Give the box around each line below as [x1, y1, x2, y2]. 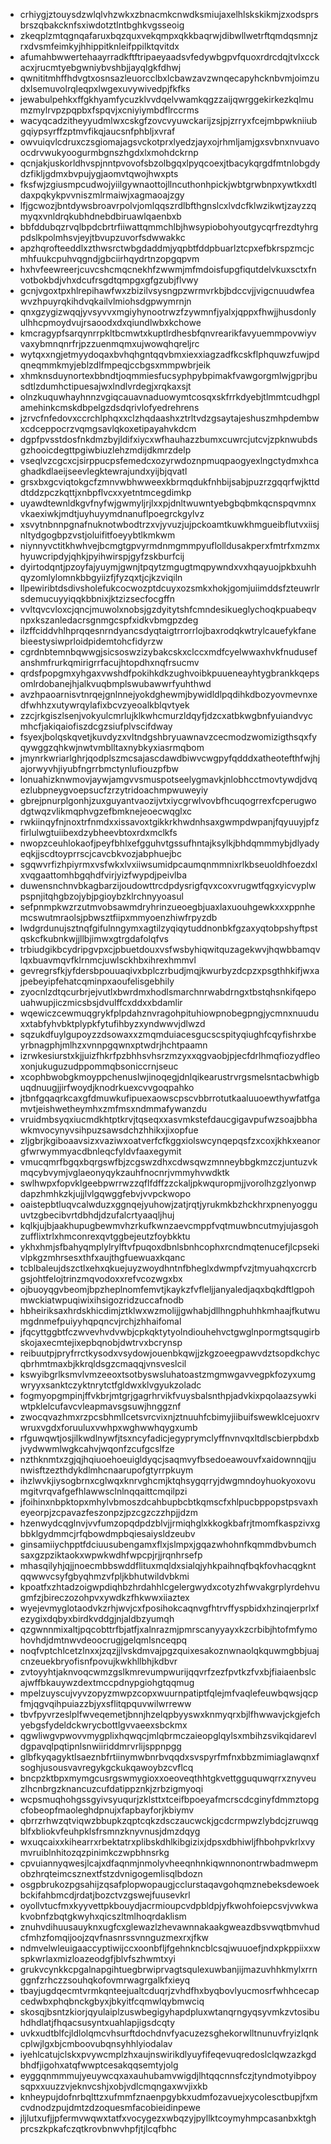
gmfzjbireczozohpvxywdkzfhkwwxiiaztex [19, 1592, 190, 1603]
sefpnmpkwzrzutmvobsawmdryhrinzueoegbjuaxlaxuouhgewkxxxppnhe [19, 901, 316, 913]
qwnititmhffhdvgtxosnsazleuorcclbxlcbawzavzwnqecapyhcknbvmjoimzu [19, 72, 320, 84]
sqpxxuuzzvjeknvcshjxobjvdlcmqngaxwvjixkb [19, 2080, 208, 2092]
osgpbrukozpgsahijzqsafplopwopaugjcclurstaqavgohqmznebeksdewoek [19, 1879, 320, 1890]
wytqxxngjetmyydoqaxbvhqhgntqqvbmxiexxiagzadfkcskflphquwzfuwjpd [19, 349, 320, 360]
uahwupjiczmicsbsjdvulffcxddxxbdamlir [19, 997, 183, 1008]
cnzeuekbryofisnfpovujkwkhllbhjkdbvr [19, 1655, 178, 1667]
